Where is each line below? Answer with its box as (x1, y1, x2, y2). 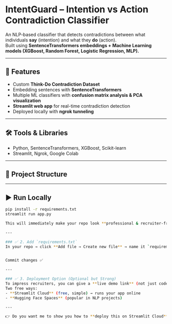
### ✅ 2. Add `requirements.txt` (5, 239, 78, 245)
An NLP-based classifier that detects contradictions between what (5, 31, 146, 37)
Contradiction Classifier (5, 14, 110, 26)
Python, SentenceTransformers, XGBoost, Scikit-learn (12, 145, 126, 151)
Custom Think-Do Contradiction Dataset (12, 81, 100, 87)
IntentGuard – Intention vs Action (5, 4, 148, 15)
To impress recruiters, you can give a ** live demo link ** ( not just (5, 281, 157, 287)
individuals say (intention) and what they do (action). (5, 37, 117, 43)
